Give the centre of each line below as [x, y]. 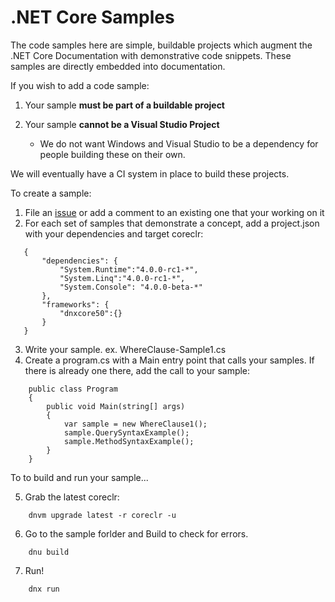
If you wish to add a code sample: [80, 85]
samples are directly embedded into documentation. [118, 66]
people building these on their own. [112, 154]
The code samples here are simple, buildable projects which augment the [161, 45]
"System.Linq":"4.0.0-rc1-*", [122, 278]
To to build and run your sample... [79, 477]
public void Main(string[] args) [116, 406]
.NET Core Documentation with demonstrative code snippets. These [151, 55]
